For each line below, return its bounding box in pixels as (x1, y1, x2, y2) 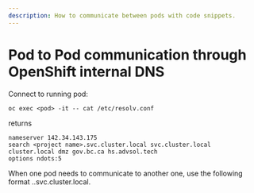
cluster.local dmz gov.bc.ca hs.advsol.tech (8, 148, 158, 156)
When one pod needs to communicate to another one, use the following (8, 168, 244, 178)
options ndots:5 (8, 154, 62, 163)
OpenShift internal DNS (8, 63, 165, 80)
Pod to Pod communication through (8, 45, 247, 64)
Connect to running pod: (8, 89, 89, 98)
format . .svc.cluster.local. (8, 176, 91, 187)
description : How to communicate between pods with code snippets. (8, 11, 237, 20)
